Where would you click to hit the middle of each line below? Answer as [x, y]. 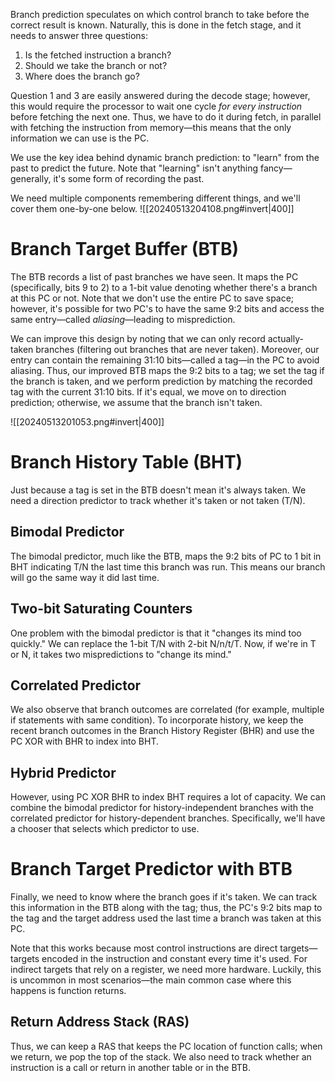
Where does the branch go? [82, 76]
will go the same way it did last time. [85, 577]
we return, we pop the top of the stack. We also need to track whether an [161, 1056]
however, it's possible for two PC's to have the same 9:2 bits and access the [167, 308]
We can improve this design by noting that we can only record [138, 338]
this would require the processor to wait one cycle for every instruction [156, 106]
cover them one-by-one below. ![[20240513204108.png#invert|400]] [152, 208]
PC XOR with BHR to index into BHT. [85, 741]
